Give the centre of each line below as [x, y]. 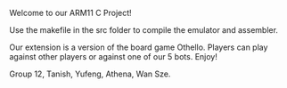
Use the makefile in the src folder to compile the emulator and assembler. [144, 30]
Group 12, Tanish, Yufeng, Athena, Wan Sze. [90, 74]
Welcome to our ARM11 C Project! [70, 13]
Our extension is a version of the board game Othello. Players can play [139, 47]
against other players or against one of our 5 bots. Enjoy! [114, 56]
